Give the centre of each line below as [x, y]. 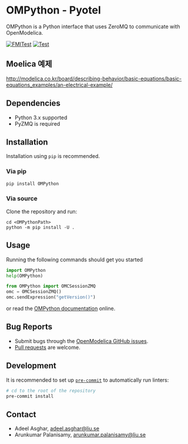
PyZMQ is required [37, 123]
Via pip [16, 171]
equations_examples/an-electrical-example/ [59, 85]
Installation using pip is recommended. [53, 156]
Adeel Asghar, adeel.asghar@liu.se [57, 429]
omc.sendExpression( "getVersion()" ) [51, 297]
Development [31, 366]
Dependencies [33, 103]
